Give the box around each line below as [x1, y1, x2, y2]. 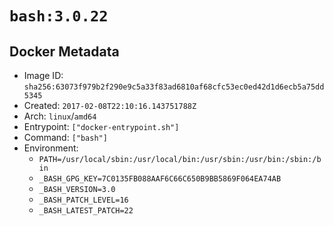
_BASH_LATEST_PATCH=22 [38, 206, 134, 216]
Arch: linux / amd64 [23, 110, 97, 122]
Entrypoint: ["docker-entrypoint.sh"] [23, 121, 180, 132]
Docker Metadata [9, 43, 120, 60]
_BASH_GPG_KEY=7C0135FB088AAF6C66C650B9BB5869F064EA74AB [38, 174, 282, 184]
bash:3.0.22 [9, 7, 109, 26]
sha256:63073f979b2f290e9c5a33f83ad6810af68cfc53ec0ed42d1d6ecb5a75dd [23, 82, 325, 92]
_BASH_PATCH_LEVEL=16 [38, 195, 129, 205]
